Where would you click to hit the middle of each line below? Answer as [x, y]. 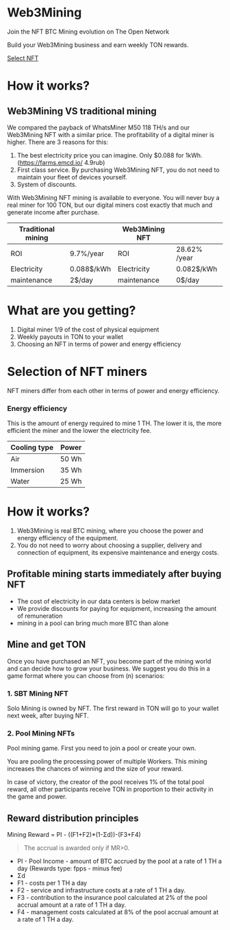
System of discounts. [47, 184]
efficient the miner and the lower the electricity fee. [79, 431]
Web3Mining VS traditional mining [82, 111]
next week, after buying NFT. [48, 715]
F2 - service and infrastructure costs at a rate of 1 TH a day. [101, 890]
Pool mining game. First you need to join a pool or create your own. [102, 749]
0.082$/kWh [196, 268]
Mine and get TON [47, 645]
